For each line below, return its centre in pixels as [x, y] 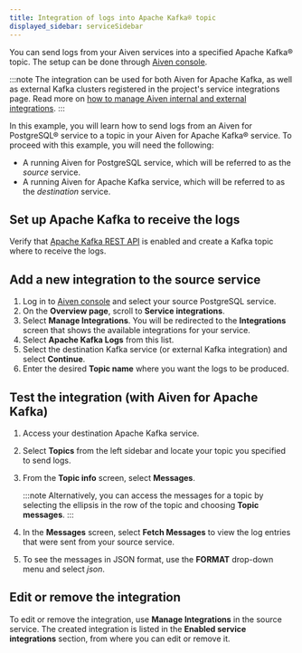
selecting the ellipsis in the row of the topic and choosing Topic [141, 504]
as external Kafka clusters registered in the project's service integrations [145, 89]
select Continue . [54, 360]
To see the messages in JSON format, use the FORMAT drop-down [148, 559]
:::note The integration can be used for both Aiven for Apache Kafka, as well [151, 79]
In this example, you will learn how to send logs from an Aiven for [131, 125]
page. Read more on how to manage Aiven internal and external [128, 98]
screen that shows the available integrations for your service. [136, 331]
